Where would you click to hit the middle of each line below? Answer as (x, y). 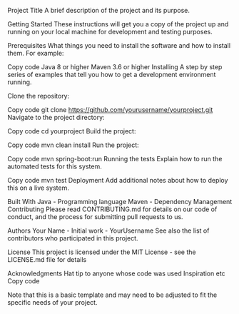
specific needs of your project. (52, 302)
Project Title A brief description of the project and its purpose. (99, 10)
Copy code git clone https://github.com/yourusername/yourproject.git (110, 110)
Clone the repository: (39, 96)
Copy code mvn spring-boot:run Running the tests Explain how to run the (115, 159)
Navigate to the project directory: (56, 117)
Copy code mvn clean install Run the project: (73, 145)
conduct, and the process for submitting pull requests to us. (95, 217)
